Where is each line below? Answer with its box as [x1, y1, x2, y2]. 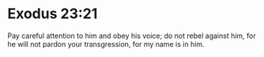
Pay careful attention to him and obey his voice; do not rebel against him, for [7, 31, 256, 40]
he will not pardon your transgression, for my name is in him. [7, 39, 205, 48]
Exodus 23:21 [7, 5, 98, 23]
